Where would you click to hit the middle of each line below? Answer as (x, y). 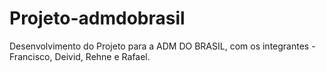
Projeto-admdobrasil (97, 18)
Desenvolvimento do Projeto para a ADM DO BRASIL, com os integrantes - (162, 46)
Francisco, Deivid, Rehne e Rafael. (80, 56)
